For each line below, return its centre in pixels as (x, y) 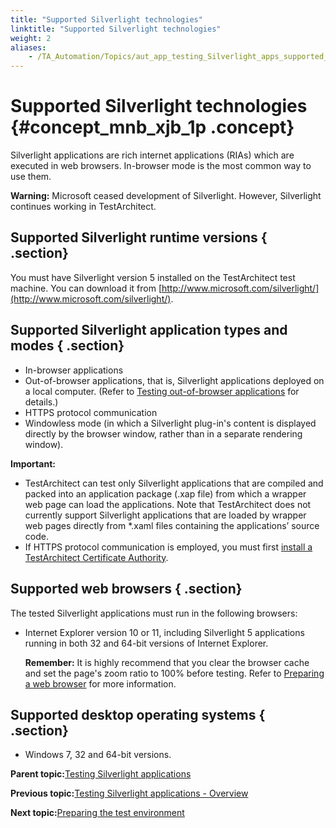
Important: (33, 463)
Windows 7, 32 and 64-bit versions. (98, 755)
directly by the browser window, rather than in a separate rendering (163, 433)
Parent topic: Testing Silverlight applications (101, 774)
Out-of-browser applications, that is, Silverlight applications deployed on (174, 380)
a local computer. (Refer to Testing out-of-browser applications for (162, 391)
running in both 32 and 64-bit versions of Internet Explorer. (146, 643)
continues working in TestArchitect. (83, 207)
